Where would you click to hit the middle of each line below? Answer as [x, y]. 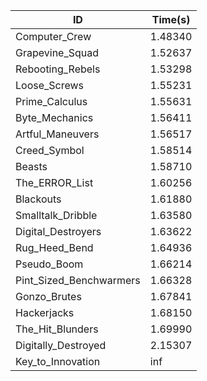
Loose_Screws [50, 85]
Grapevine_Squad [57, 52]
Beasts [31, 166]
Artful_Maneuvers [57, 134]
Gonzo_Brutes [48, 296]
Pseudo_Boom [49, 264]
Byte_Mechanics [54, 117]
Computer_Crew [53, 36]
